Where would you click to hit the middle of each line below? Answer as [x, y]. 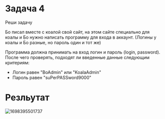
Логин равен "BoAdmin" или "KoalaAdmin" [57, 72]
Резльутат [27, 98]
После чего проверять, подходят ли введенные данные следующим [77, 57]
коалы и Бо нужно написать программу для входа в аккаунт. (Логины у [81, 37]
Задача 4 [25, 9]
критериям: [17, 62]
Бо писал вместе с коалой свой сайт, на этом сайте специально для [77, 32]
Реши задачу [19, 22]
